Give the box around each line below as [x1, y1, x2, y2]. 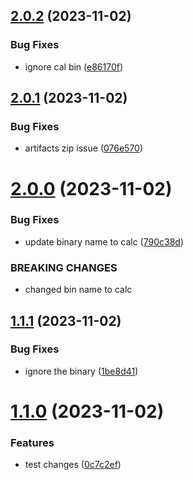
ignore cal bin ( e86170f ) [24, 60, 124, 73]
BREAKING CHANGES [10, 260, 118, 274]
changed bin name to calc [24, 284, 133, 296]
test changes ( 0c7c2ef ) [24, 459, 122, 471]
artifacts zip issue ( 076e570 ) [24, 142, 144, 154]
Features [10, 435, 55, 449]
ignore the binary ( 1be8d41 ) [24, 365, 139, 377]
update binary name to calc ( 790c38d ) [24, 235, 185, 248]
